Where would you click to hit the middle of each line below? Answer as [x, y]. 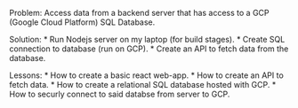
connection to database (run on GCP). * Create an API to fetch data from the [149, 49]
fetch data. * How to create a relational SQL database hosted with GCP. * [143, 85]
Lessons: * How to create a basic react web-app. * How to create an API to [147, 75]
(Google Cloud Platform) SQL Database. [82, 22]
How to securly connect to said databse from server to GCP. [120, 94]
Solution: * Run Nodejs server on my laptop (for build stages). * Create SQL [147, 39]
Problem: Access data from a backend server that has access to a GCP [139, 13]
